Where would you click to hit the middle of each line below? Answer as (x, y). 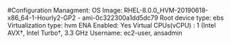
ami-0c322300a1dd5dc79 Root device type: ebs (153, 18)
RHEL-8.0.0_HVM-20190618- (166, 10)
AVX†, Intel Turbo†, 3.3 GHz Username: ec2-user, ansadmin (95, 33)
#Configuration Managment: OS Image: (65, 10)
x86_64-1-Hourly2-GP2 (42, 18)
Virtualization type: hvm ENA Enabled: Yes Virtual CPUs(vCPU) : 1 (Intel (112, 25)
